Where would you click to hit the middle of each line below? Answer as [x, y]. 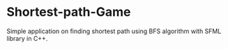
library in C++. [27, 38]
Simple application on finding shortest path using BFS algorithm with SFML [114, 31]
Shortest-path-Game [69, 12]
